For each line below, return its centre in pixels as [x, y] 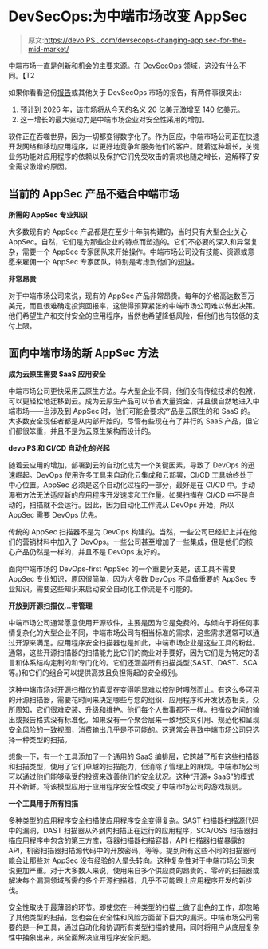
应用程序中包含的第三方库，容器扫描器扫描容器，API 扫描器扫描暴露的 [130, 840]
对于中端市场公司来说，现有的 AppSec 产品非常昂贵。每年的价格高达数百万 [132, 296]
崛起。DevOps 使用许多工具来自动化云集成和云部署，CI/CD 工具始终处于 [134, 475]
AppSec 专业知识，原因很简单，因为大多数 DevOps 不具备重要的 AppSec [128, 578]
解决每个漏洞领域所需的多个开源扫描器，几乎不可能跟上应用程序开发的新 [127, 880]
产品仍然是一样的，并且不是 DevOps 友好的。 [90, 551]
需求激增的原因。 [43, 166]
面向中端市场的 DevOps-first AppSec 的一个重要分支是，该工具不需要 [122, 569]
